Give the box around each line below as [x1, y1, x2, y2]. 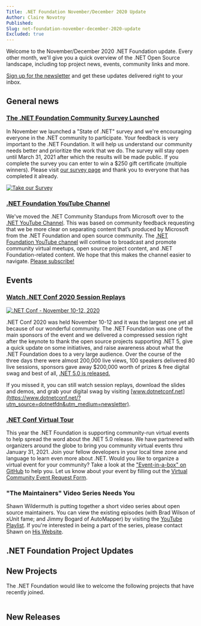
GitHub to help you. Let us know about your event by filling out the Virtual [6, 468, 188, 475]
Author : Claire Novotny [6, 14, 66, 20]
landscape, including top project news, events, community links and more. [6, 61, 190, 68]
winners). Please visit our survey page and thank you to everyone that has [6, 166, 190, 173]
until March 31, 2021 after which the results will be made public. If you [6, 153, 179, 160]
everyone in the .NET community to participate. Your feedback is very [6, 134, 179, 141]
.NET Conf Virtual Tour [6, 415, 74, 424]
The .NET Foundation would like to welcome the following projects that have [6, 582, 194, 589]
